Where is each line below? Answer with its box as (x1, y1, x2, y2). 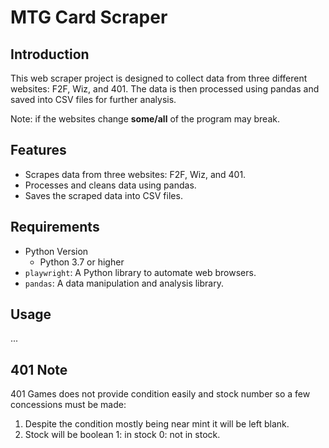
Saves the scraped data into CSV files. (24, 189, 183, 201)
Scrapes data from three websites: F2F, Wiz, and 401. (24, 168, 247, 180)
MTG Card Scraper (10, 6, 168, 29)
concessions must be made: (10, 399, 127, 411)
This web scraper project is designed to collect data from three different (10, 72, 308, 84)
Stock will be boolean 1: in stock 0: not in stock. (24, 429, 221, 441)
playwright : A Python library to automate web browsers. (24, 266, 257, 278)
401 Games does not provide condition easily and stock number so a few (10, 388, 311, 400)
